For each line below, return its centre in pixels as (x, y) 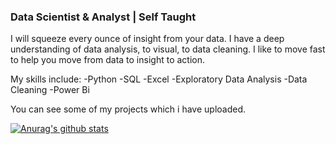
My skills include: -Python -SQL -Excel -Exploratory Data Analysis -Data (159, 79)
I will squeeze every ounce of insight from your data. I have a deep (147, 39)
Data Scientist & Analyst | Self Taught (103, 17)
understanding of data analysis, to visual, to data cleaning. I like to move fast (168, 49)
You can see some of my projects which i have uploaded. (128, 109)
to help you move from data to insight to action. (108, 60)
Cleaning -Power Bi (50, 90)
